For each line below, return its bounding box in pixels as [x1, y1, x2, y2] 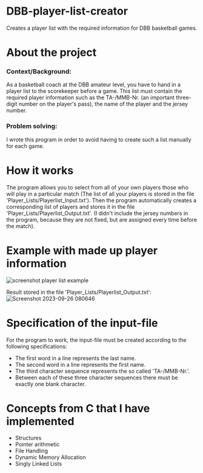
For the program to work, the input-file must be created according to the [6, 336, 187, 344]
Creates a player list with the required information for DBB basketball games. [6, 24, 198, 32]
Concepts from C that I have [6, 401, 150, 415]
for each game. [6, 142, 44, 149]
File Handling [15, 447, 48, 455]
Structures [15, 434, 42, 441]
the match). [6, 222, 35, 230]
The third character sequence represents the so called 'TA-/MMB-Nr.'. [15, 367, 190, 375]
